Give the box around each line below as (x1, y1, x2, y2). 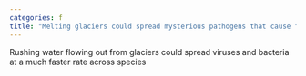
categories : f (9, 13, 64, 23)
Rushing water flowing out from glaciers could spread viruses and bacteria (9, 46, 290, 57)
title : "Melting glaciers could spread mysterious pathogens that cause (9, 22, 291, 31)
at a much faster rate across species (9, 56, 147, 67)
